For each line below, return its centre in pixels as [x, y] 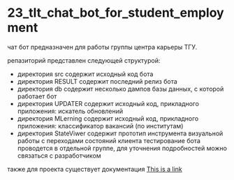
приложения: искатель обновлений [70, 111]
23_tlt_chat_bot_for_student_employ [116, 13]
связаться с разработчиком [59, 156]
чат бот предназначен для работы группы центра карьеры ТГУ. [102, 47]
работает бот [37, 96]
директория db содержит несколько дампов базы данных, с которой [120, 89]
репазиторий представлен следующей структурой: [84, 60]
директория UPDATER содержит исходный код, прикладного [108, 103]
